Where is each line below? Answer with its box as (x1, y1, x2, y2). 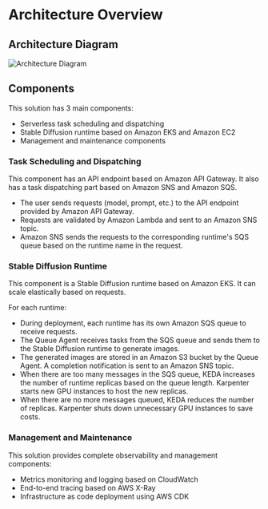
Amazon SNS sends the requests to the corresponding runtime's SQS (19, 232, 250, 242)
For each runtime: (8, 303, 66, 313)
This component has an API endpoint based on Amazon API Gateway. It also (8, 174, 259, 184)
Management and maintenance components (19, 135, 166, 145)
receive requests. (19, 327, 78, 337)
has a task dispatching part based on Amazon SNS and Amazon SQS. (8, 183, 238, 192)
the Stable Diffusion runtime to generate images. (19, 344, 180, 353)
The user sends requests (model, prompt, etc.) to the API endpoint (19, 198, 239, 208)
